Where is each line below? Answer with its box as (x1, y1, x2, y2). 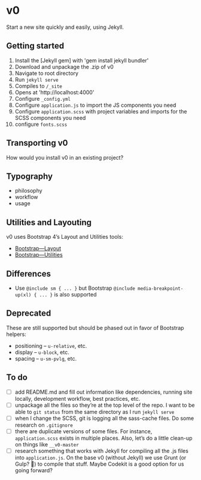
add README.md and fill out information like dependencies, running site (14, 388, 193, 395)
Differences (6, 268, 51, 279)
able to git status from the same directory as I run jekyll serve (14, 408, 175, 415)
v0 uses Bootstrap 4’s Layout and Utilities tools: (6, 233, 124, 241)
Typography (6, 171, 53, 181)
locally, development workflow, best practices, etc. (14, 395, 141, 402)
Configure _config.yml (14, 95, 71, 102)
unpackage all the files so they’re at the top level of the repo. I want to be (14, 401, 195, 409)
